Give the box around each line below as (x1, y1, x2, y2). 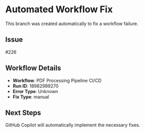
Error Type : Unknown (12, 88, 59, 94)
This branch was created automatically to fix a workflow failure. (5, 20, 138, 27)
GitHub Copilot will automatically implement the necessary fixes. (5, 122, 140, 128)
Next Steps (5, 108, 41, 117)
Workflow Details (5, 64, 61, 73)
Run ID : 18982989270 (12, 83, 59, 89)
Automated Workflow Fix (5, 4, 113, 15)
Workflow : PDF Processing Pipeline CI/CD (12, 77, 102, 83)
